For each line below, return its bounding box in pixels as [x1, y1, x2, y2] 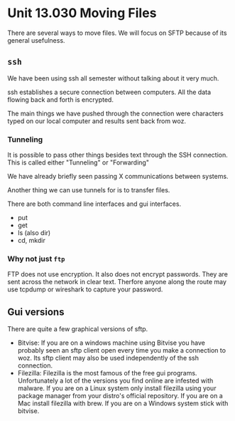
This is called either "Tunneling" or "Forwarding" [7, 158, 149, 167]
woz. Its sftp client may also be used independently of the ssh [17, 354, 200, 363]
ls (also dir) [17, 229, 51, 237]
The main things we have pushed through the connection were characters [7, 109, 224, 118]
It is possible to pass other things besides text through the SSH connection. [7, 151, 229, 160]
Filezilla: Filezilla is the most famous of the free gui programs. [17, 369, 197, 378]
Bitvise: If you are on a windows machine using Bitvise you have [17, 338, 206, 347]
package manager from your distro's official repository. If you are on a [17, 392, 224, 400]
